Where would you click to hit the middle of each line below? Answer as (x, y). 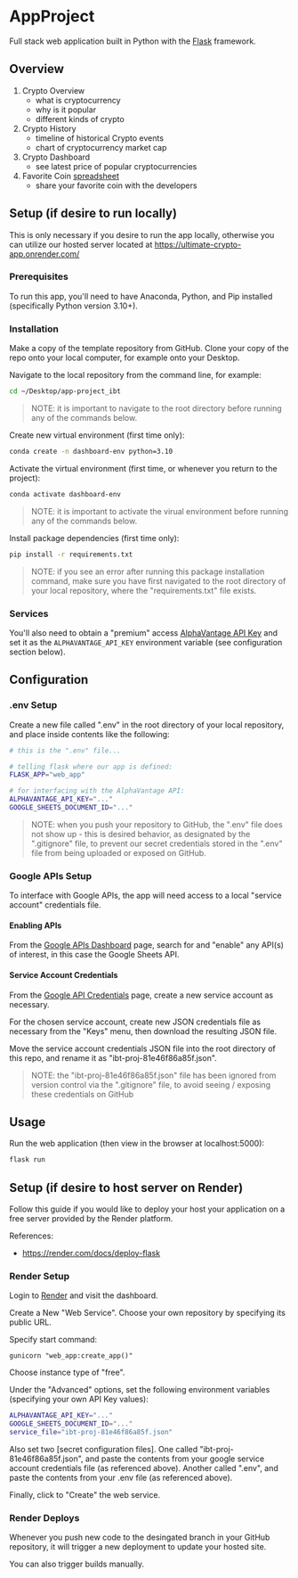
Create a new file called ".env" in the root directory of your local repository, (147, 725)
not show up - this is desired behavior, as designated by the (141, 834)
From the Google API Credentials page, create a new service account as (141, 995)
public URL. (30, 1322)
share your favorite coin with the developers (116, 185)
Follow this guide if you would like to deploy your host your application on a (147, 1209)
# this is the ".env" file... (65, 751)
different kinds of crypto (80, 119)
